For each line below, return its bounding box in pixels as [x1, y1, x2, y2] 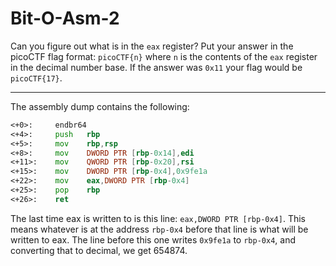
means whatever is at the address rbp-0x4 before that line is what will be [10, 223, 309, 235]
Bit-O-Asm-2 [10, 7, 120, 30]
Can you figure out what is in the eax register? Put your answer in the [10, 40, 294, 52]
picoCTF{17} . [10, 72, 63, 84]
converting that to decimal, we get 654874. [10, 244, 188, 256]
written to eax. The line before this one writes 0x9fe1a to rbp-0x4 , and [10, 233, 296, 246]
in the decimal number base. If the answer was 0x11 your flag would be [10, 61, 303, 73]
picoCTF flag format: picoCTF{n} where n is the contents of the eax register [10, 50, 318, 62]
